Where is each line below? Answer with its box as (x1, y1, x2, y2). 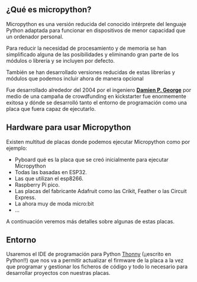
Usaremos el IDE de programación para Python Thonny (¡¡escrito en (6, 251, 172, 258)
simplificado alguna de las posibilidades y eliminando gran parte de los (6, 50, 179, 58)
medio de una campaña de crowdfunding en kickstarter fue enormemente (6, 92, 186, 100)
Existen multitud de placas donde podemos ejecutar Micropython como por (6, 138, 190, 145)
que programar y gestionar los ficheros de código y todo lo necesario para (6, 263, 188, 270)
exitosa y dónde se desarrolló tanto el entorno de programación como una (6, 99, 188, 106)
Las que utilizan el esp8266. (14, 175, 84, 182)
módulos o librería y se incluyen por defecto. (6, 57, 115, 64)
